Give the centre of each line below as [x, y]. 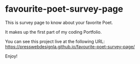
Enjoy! [12, 56]
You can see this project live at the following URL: [55, 41]
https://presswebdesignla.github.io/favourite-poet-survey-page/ [70, 46]
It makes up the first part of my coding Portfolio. [53, 32]
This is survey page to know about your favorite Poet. [59, 22]
